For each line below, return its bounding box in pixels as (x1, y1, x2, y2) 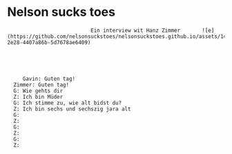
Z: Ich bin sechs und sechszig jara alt (13, 105, 131, 113)
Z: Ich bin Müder (13, 93, 64, 100)
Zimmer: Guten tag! (13, 81, 70, 88)
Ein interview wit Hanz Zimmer (90, 27, 181, 34)
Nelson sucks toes (7, 4, 116, 20)
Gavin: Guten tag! (22, 75, 76, 82)
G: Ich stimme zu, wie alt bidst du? (13, 99, 122, 106)
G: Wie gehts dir (13, 87, 64, 94)
